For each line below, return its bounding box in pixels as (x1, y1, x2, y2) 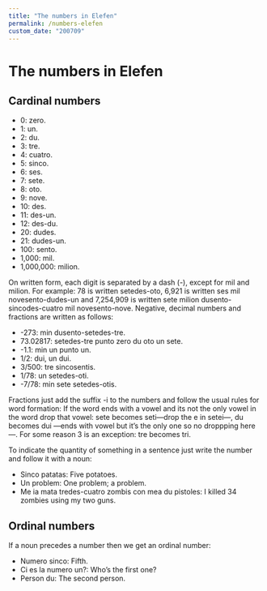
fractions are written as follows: (8, 312, 114, 322)
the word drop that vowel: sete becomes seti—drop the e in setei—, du (8, 413, 244, 422)
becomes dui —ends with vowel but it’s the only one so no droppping (8, 421, 239, 430)
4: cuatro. (19, 150, 53, 160)
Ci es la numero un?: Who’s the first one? (19, 565, 157, 575)
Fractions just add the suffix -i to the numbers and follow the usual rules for (8, 395, 260, 405)
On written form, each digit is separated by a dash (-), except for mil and (8, 277, 250, 288)
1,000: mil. (19, 253, 55, 263)
